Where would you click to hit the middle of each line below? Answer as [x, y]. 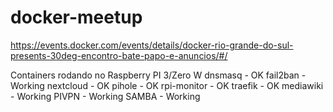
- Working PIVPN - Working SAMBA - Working [105, 96]
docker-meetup [76, 17]
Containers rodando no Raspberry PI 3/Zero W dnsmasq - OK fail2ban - [158, 75]
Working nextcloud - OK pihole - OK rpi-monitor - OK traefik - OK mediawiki [167, 85]
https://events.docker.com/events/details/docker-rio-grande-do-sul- [152, 45]
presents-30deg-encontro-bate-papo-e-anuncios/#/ [119, 55]
